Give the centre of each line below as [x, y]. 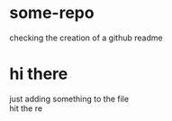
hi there [39, 74]
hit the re [26, 108]
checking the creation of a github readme [86, 38]
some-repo [52, 13]
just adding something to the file [69, 99]
